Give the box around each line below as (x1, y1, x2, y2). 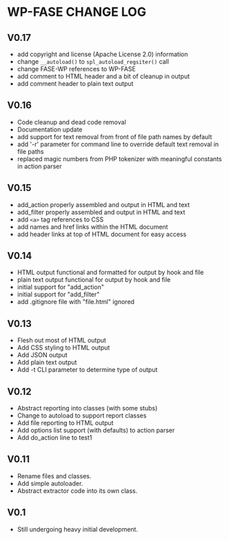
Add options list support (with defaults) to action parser (17, 426, 175, 435)
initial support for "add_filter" (17, 290, 100, 298)
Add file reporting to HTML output (17, 419, 114, 427)
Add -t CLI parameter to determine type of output (17, 366, 158, 374)
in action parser (17, 162, 62, 170)
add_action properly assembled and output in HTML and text (17, 200, 190, 208)
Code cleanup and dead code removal (17, 118, 126, 126)
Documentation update (17, 125, 83, 134)
